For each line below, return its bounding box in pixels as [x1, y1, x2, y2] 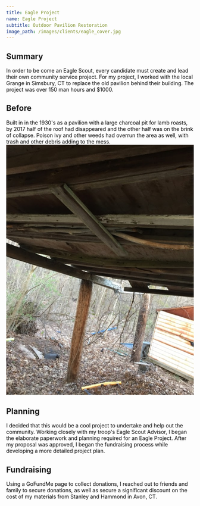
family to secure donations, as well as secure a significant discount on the [6, 487, 187, 494]
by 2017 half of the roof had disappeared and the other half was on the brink [6, 125, 193, 132]
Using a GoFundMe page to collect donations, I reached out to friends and [6, 480, 189, 488]
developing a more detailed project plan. [6, 447, 105, 455]
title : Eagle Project [6, 10, 60, 15]
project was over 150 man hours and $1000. [6, 86, 114, 93]
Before [6, 103, 32, 113]
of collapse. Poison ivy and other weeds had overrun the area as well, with [6, 132, 189, 139]
